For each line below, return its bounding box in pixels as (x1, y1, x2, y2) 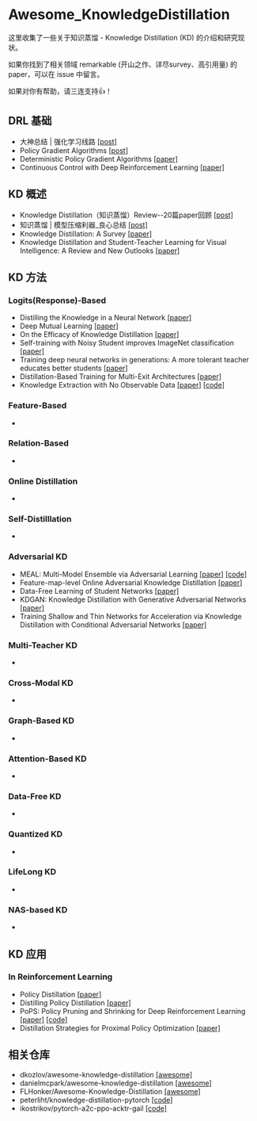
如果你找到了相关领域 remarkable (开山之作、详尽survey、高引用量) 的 (8, 59, 238, 69)
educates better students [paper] (19, 363, 128, 373)
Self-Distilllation (8, 514, 72, 525)
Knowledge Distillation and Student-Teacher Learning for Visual (19, 237, 227, 247)
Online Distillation (8, 476, 78, 487)
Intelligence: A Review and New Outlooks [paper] (19, 246, 180, 255)
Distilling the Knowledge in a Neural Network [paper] (19, 313, 192, 323)
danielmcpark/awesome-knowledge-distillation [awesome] (19, 1078, 212, 1088)
